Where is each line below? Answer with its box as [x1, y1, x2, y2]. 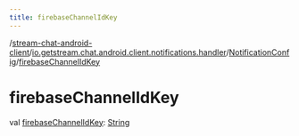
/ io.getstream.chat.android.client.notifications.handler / [29, 46, 229, 58]
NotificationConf [228, 46, 290, 58]
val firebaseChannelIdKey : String [9, 116, 130, 127]
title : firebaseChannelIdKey [9, 12, 118, 22]
